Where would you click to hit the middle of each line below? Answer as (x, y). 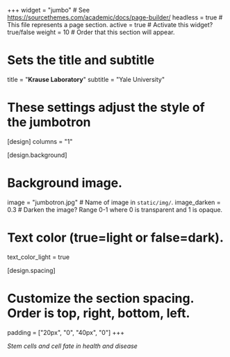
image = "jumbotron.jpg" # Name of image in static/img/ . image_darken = (114, 202)
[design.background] (37, 155)
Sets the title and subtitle (81, 60)
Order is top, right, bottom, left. (99, 313)
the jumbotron (49, 123)
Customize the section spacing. (101, 298)
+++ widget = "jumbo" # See (49, 10)
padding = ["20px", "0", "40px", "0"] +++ (66, 332)
